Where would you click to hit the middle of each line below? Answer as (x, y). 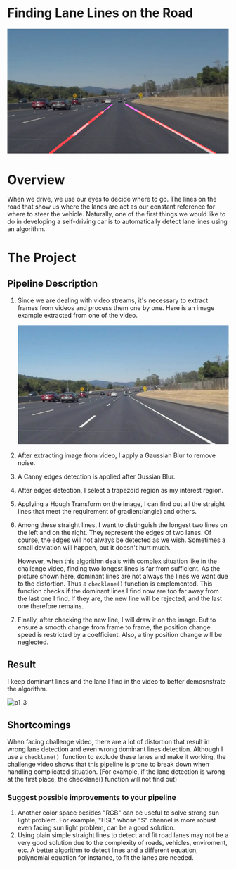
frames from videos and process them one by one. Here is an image (116, 308)
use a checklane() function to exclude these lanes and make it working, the (117, 757)
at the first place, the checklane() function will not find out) (92, 779)
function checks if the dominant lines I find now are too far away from (118, 591)
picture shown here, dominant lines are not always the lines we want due (123, 577)
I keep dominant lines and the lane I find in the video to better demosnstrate (117, 682)
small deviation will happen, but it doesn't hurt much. (94, 548)
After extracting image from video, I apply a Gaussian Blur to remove (117, 455)
